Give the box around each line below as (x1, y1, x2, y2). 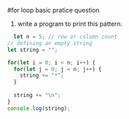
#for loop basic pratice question (7, 6, 100, 14)
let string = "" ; (7, 46, 58, 54)
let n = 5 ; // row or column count (13, 33, 118, 40)
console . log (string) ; (7, 105, 71, 112)
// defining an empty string (7, 39, 93, 46)
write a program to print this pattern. (17, 20, 123, 27)
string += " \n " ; (13, 92, 61, 99)
